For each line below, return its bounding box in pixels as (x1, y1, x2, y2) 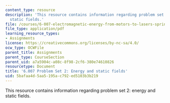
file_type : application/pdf (5, 26, 65, 31)
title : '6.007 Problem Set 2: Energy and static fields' (5, 69, 128, 74)
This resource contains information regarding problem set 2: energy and (5, 87, 156, 93)
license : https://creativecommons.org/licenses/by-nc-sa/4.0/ (5, 41, 139, 46)
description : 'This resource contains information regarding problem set (5, 12, 164, 17)
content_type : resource (5, 7, 56, 13)
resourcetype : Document (5, 64, 56, 69)
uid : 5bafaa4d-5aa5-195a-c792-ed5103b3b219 (5, 74, 99, 79)
